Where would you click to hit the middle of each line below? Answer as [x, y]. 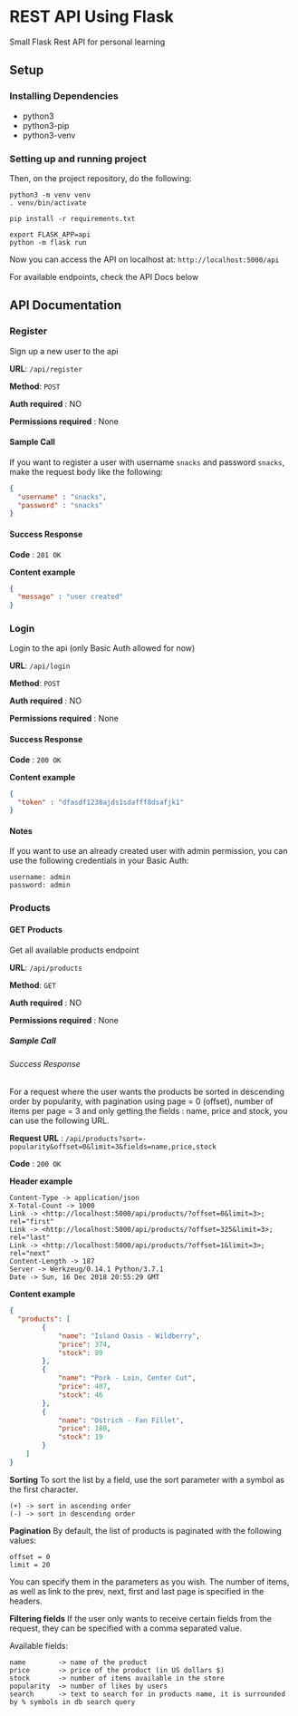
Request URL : [36, 1139]
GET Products [36, 929]
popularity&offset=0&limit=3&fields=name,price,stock [113, 1147]
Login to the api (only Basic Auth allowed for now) [102, 648]
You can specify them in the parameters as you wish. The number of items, [149, 1581]
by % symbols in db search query [72, 1701]
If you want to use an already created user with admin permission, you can [149, 851]
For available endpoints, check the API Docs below [104, 276]
